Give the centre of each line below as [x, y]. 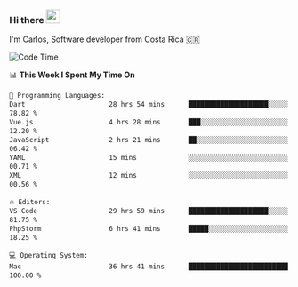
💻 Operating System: [49, 256]
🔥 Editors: [30, 203]
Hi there [27, 20]
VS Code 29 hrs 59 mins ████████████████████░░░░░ [149, 211]
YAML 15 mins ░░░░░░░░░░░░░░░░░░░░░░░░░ [149, 158]
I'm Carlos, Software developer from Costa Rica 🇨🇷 [105, 39]
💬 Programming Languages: [57, 96]
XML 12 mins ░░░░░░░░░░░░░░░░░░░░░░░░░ [149, 176]
